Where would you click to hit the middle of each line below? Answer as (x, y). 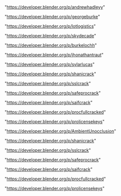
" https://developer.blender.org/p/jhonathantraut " (54, 55)
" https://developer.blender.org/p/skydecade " (50, 36)
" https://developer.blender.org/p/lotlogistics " (50, 26)
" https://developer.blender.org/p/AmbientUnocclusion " (60, 131)
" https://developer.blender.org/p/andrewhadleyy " (55, 7)
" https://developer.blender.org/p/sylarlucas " (50, 64)
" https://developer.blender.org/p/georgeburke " (52, 16)
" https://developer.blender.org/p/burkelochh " (51, 45)
